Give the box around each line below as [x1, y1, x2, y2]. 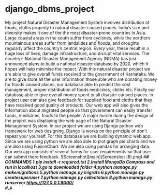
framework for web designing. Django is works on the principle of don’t [5, 128, 147, 134]
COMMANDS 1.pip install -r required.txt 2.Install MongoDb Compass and [5, 159, 155, 165]
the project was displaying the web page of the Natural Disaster [5, 118, 132, 124]
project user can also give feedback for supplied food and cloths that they [5, 97, 152, 103]
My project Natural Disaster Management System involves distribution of [5, 19, 150, 25]
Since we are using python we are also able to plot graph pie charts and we [5, 138, 155, 144]
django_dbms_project [5, 3, 94, 15]
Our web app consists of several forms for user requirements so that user [5, 148, 151, 154]
